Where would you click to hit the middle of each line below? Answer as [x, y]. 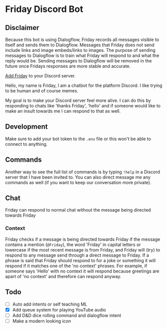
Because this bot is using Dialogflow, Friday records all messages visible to [82, 39]
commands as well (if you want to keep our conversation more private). [78, 182]
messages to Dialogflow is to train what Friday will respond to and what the [82, 55]
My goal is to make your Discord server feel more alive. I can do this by [78, 100]
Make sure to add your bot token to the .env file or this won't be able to [78, 139]
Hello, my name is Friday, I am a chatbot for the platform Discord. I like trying [84, 85]
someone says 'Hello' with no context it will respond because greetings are [82, 271]
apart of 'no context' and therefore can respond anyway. [63, 276]
